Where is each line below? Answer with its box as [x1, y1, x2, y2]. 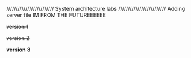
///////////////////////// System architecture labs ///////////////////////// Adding [6, 5, 186, 12]
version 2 [6, 35, 30, 41]
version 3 [6, 46, 31, 53]
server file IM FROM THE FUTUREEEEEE [6, 11, 107, 19]
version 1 [6, 23, 29, 30]
